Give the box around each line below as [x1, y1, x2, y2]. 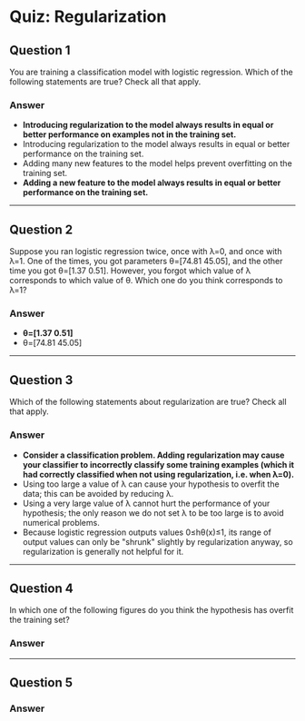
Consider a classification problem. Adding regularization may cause [22, 449, 285, 460]
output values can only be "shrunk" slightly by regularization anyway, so [22, 536, 293, 547]
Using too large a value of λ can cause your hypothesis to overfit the [22, 479, 280, 489]
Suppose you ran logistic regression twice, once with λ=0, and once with [9, 246, 282, 257]
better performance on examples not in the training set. [22, 129, 237, 140]
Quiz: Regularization [9, 6, 167, 27]
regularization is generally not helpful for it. [22, 546, 184, 557]
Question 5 [9, 675, 74, 691]
